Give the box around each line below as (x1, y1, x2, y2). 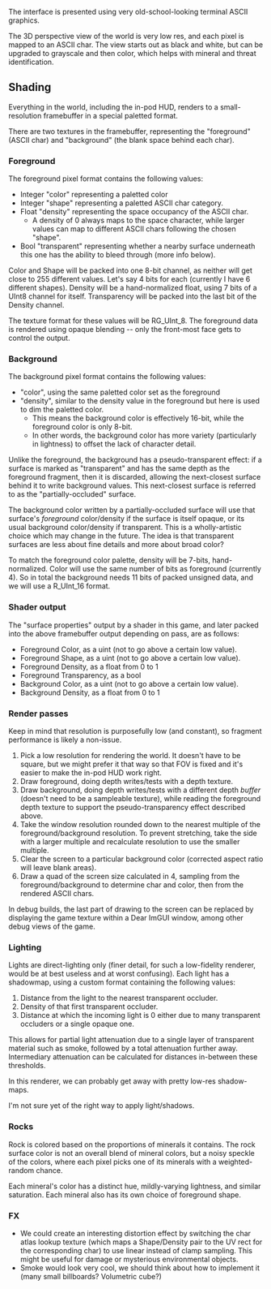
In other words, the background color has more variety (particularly (32, 430, 257, 441)
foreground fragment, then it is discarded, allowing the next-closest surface (8, 472, 261, 482)
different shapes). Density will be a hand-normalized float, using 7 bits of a (8, 283, 257, 293)
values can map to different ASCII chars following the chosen (32, 224, 236, 234)
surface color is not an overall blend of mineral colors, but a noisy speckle (8, 1148, 255, 1158)
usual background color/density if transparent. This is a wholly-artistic (8, 523, 243, 532)
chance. (36, 1165, 63, 1175)
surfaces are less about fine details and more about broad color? (8, 540, 224, 550)
